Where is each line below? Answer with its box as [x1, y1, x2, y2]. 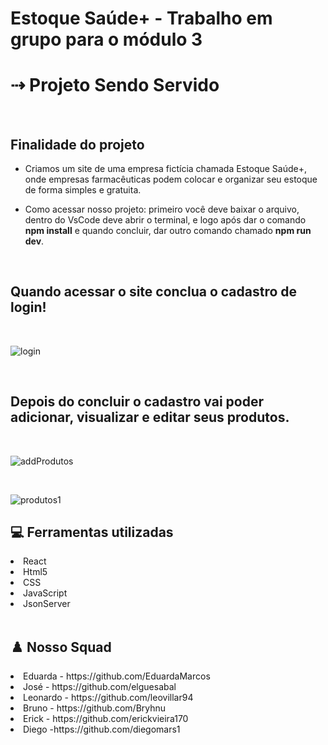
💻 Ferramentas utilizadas [10, 523, 174, 541]
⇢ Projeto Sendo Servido [10, 74, 220, 97]
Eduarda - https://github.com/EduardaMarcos [23, 670, 211, 682]
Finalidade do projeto [10, 136, 145, 153]
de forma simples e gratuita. [24, 183, 142, 196]
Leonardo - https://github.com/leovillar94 [23, 692, 194, 704]
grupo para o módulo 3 [10, 28, 203, 51]
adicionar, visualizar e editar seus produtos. [10, 409, 290, 426]
